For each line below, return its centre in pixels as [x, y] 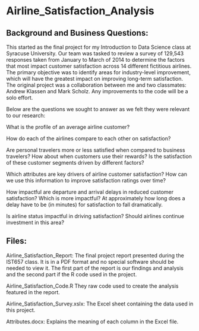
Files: [16, 241]
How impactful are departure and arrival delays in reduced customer [90, 192]
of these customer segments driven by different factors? [75, 163]
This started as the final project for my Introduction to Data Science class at [99, 47]
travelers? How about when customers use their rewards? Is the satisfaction [99, 156]
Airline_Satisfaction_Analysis [80, 11]
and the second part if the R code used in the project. [72, 274]
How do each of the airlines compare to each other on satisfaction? [89, 138]
